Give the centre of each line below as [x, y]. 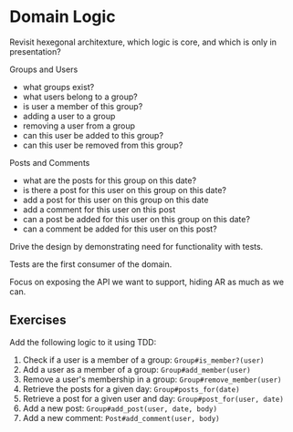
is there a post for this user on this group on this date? [124, 190]
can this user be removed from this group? [103, 145]
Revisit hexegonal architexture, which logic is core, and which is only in [143, 42]
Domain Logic [63, 17]
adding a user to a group [69, 116]
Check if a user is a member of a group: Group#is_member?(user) [143, 360]
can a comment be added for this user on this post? [120, 229]
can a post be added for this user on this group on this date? [136, 219]
